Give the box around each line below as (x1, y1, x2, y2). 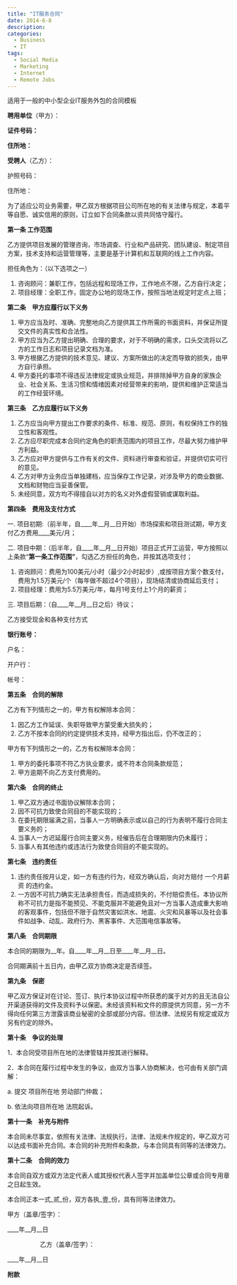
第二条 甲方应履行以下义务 (7, 303, 88, 312)
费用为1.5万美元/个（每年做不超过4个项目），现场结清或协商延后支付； (17, 576, 221, 585)
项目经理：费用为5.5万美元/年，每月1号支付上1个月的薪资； (17, 585, 189, 594)
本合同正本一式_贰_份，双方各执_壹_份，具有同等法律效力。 (7, 1195, 180, 1204)
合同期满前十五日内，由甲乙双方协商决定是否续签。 (7, 962, 156, 970)
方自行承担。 (17, 362, 55, 371)
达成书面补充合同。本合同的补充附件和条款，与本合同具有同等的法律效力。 (13, 1141, 230, 1150)
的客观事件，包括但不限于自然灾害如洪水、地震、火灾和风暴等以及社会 (17, 908, 222, 917)
